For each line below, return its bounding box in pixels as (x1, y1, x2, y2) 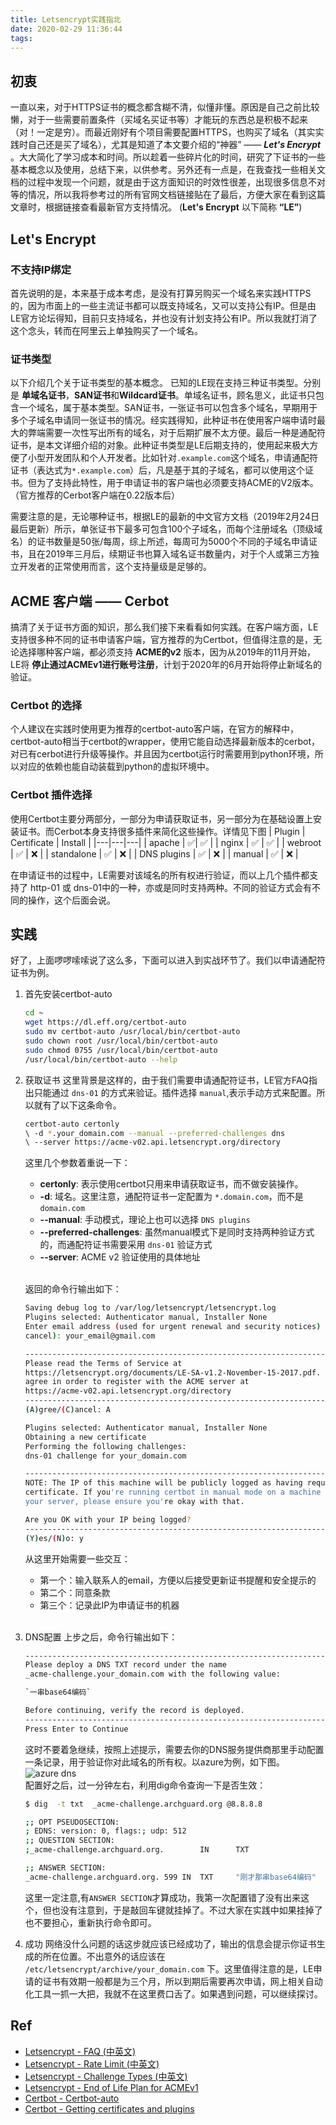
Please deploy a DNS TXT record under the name (24, 1660, 227, 1670)
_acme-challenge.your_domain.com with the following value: (24, 1669, 281, 1680)
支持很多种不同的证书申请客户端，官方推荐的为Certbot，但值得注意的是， (10, 633, 314, 645)
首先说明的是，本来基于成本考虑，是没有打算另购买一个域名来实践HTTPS (10, 287, 312, 299)
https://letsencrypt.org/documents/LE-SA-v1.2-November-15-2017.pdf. (24, 1367, 322, 1378)
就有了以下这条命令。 (33, 1099, 122, 1111)
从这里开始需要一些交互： (24, 1552, 131, 1565)
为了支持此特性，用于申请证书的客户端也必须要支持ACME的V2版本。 (36, 477, 319, 489)
